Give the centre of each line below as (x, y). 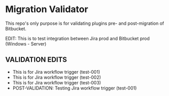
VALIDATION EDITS (36, 60)
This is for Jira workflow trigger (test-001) (56, 72)
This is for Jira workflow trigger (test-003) (57, 82)
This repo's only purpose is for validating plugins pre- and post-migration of (85, 23)
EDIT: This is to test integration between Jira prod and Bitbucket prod (77, 38)
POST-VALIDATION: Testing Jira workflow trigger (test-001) (75, 88)
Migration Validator (47, 9)
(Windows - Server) (26, 43)
